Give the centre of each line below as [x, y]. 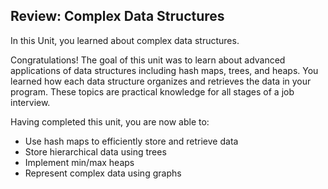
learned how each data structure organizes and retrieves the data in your [161, 81]
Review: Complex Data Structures [117, 16]
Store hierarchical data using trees [95, 151]
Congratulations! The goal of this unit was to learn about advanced [148, 60]
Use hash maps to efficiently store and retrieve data [131, 141]
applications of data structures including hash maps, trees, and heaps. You [164, 70]
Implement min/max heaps [79, 162]
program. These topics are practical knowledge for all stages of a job [152, 91]
